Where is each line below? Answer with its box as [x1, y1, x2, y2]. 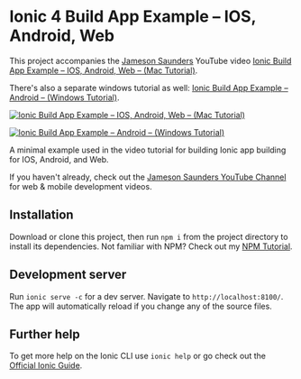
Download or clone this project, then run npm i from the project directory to [9, 231, 288, 242]
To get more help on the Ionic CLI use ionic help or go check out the [9, 350, 266, 362]
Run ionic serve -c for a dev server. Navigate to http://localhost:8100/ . [9, 291, 284, 301]
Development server [9, 267, 127, 282]
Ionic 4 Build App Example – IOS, [9, 6, 257, 27]
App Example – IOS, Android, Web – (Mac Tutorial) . [9, 65, 198, 76]
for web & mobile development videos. [9, 180, 152, 191]
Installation [9, 208, 74, 223]
